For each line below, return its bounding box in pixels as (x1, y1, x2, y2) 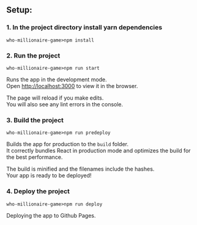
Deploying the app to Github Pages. (6, 212, 96, 219)
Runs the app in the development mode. (6, 76, 107, 83)
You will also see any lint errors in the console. (6, 100, 124, 108)
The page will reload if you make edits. (6, 94, 104, 101)
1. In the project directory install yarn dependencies (6, 23, 163, 32)
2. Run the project (6, 51, 61, 60)
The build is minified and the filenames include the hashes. (6, 165, 155, 173)
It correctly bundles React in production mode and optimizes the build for (6, 147, 191, 155)
